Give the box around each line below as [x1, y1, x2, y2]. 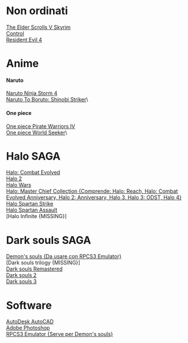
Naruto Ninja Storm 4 [6, 90, 58, 97]
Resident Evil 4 [6, 36, 42, 43]
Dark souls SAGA [6, 233, 91, 247]
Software [6, 299, 52, 312]
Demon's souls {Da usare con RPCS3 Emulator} [6, 253, 122, 260]
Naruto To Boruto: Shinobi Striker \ [6, 96, 88, 103]
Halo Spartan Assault [6, 206, 58, 213]
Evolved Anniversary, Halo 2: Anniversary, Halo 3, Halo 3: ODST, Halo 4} [6, 194, 182, 201]
